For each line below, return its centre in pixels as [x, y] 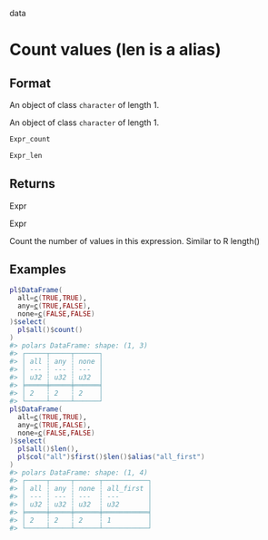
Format [30, 83]
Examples [38, 269]
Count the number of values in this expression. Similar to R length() [135, 241]
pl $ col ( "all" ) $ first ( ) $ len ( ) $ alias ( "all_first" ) [111, 457]
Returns [33, 184]
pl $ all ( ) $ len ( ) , [48, 449]
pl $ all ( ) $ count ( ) [50, 330]
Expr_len [26, 155]
